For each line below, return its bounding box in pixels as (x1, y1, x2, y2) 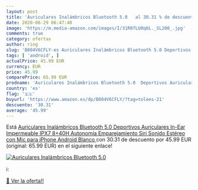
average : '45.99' (6, 107, 49, 113)
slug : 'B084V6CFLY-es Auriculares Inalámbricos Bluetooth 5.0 (6, 47, 162, 53)
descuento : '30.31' (6, 101, 54, 108)
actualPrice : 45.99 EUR (6, 58, 65, 64)
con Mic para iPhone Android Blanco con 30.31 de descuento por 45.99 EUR (6, 136, 192, 143)
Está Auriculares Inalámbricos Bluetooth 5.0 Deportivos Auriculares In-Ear (6, 123, 186, 130)
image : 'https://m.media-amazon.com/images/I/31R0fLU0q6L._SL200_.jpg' (6, 25, 186, 31)
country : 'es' (6, 86, 41, 91)
